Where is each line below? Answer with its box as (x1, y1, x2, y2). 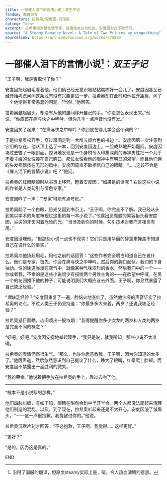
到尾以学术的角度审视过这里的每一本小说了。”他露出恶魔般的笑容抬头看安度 (5, 213, 158, 219)
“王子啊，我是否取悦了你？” (5, 76, 62, 82)
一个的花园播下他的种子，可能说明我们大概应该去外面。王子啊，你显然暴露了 (5, 277, 162, 283)
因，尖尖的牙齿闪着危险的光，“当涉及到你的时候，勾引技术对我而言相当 (5, 219, 151, 225)
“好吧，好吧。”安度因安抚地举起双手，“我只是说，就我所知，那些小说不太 (5, 334, 153, 340)
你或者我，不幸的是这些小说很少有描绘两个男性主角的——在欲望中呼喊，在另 (5, 271, 162, 277)
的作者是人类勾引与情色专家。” (5, 185, 66, 191)
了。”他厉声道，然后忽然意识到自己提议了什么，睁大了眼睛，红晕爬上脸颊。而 (5, 357, 162, 363)
